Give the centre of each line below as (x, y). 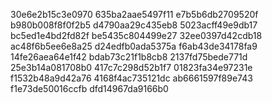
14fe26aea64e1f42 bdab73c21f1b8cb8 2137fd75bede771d (129, 57)
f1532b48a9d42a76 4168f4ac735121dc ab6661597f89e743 (131, 78)
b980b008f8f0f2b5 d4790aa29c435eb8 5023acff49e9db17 (134, 25)
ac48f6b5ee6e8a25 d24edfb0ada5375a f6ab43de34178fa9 (134, 46)
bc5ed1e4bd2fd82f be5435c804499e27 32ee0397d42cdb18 (136, 35)
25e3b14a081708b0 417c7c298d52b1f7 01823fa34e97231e (131, 67)
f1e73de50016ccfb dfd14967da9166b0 (89, 88)
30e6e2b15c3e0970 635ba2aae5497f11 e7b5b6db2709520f (134, 14)
